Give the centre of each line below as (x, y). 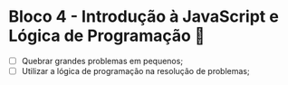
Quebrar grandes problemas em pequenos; (102, 61)
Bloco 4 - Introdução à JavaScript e (144, 17)
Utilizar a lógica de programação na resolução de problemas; (135, 71)
